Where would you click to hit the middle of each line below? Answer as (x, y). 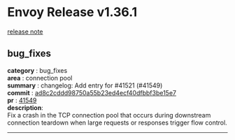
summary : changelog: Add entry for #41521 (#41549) (85, 85)
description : (25, 107)
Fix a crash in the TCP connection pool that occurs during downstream (109, 115)
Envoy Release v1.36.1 (72, 12)
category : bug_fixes (37, 70)
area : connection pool (40, 78)
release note (25, 31)
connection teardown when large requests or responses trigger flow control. (117, 122)
